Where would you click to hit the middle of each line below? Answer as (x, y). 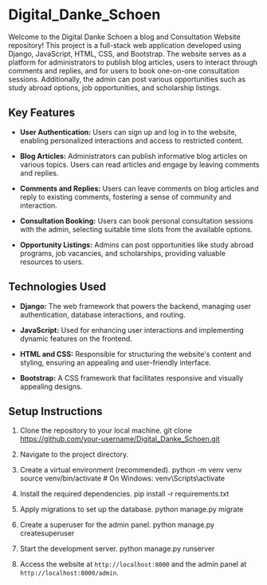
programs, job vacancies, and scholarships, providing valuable (122, 253)
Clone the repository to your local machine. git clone (106, 431)
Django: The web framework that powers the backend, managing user (135, 306)
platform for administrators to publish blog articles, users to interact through (133, 62)
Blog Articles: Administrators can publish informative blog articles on (133, 156)
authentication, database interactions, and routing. (102, 314)
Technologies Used (57, 287)
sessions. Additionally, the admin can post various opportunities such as (127, 79)
